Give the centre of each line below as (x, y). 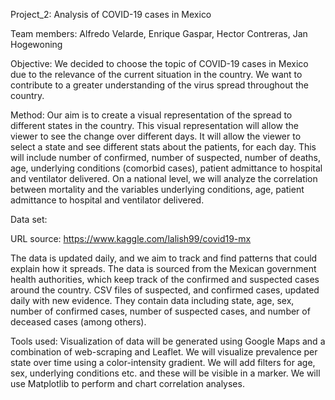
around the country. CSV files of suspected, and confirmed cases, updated (165, 290)
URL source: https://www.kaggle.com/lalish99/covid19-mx (131, 238)
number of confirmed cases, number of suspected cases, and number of (160, 311)
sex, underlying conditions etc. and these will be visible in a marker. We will (165, 373)
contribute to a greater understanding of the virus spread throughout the (160, 85)
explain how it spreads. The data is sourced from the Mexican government (163, 268)
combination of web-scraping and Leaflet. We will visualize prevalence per (164, 352)
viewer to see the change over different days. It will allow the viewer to (156, 136)
